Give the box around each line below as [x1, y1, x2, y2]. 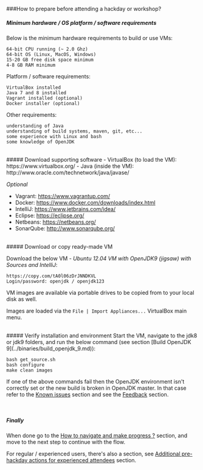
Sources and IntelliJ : [6, 261, 58, 268]
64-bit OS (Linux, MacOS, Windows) [6, 51, 97, 57]
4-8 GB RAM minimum [6, 62, 56, 68]
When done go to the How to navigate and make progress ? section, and [6, 432, 188, 439]
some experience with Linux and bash [6, 133, 102, 139]
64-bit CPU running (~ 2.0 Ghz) [6, 46, 88, 52]
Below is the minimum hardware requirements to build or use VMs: [6, 34, 173, 41]
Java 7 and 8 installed [6, 89, 67, 96]
